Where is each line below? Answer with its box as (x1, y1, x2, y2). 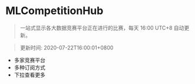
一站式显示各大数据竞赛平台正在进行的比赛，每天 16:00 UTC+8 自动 (19, 24, 184, 31)
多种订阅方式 (14, 63, 45, 71)
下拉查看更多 (14, 71, 45, 78)
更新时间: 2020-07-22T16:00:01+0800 (19, 44, 114, 51)
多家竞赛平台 (14, 56, 45, 63)
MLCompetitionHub (5, 4, 104, 18)
